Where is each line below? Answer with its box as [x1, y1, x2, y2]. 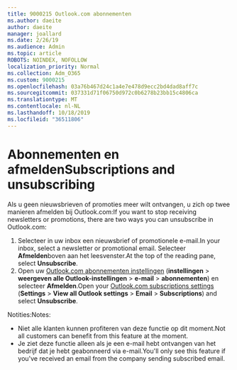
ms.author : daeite [7, 17, 62, 24]
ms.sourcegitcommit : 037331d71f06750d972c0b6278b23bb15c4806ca [7, 89, 199, 96]
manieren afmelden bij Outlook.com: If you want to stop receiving [7, 207, 197, 216]
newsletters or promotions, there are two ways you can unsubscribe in [7, 215, 214, 223]
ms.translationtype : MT [7, 96, 78, 103]
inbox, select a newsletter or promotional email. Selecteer [17, 244, 186, 252]
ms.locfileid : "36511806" [7, 116, 84, 123]
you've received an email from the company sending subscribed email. [17, 354, 226, 362]
